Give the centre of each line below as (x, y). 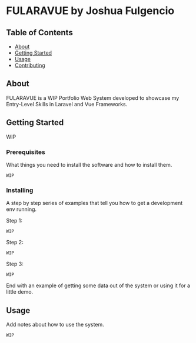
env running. (21, 209)
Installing (20, 190)
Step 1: (14, 221)
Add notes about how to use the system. (55, 325)
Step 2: (15, 243)
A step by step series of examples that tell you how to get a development (94, 203)
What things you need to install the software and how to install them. (89, 164)
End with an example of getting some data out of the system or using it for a (98, 285)
